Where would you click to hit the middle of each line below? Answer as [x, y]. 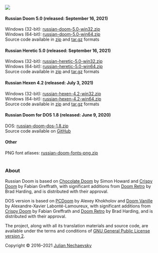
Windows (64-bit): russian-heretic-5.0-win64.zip [54, 67]
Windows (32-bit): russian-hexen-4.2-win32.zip [53, 93]
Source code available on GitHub [38, 131]
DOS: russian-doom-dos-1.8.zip [37, 126]
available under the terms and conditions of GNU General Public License [78, 231]
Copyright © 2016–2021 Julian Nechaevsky [48, 246]
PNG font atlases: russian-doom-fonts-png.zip [52, 153]
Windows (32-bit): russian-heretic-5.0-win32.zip [54, 61]
